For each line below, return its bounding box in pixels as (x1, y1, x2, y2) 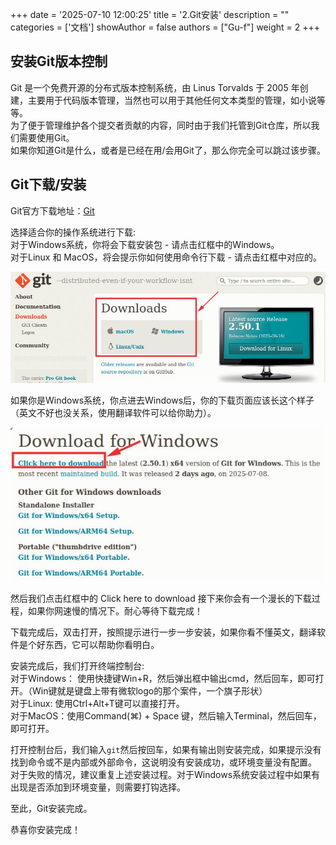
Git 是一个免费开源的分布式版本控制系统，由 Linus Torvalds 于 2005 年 (10, 81, 300, 93)
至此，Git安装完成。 (10, 802, 93, 814)
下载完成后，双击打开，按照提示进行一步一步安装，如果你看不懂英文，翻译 (10, 626, 317, 638)
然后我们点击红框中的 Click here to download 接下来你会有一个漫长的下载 (10, 592, 312, 604)
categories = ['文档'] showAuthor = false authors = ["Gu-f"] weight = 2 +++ (10, 21, 321, 33)
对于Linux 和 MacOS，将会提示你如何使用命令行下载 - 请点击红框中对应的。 (10, 251, 322, 263)
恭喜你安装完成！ (10, 823, 81, 835)
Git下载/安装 (10, 176, 87, 193)
